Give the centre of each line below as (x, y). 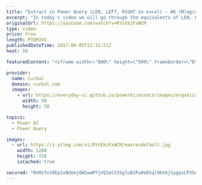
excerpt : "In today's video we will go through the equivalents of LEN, (99, 17)
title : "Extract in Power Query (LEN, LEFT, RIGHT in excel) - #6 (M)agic (102, 12)
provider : (19, 73)
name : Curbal (28, 78)
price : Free (21, 34)
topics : (16, 117)
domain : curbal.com (36, 84)
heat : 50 (17, 51)
